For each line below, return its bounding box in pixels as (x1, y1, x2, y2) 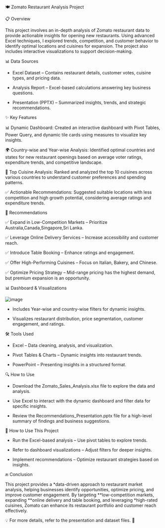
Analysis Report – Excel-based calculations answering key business (12, 85, 151, 90)
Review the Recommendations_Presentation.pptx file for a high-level (12, 413, 152, 418)
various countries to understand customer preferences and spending (5, 174, 146, 180)
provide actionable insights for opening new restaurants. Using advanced (5, 33, 155, 38)
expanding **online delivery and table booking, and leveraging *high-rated (5, 497, 158, 503)
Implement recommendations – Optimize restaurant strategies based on (12, 457, 159, 462)
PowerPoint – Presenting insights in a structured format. (12, 362, 126, 367)
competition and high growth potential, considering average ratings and (5, 195, 152, 200)
